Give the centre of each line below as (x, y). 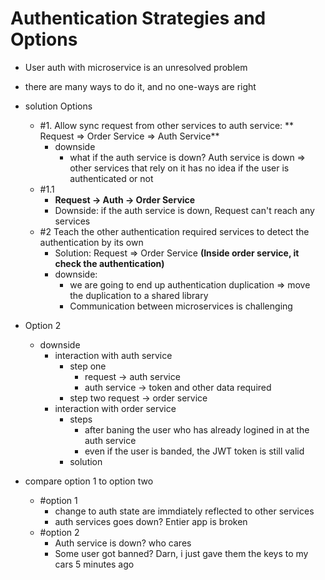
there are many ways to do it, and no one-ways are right (140, 86)
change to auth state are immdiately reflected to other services (184, 511)
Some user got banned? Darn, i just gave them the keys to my (181, 553)
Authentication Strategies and (138, 18)
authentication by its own (91, 242)
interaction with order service (115, 408)
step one (88, 366)
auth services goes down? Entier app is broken (151, 521)
